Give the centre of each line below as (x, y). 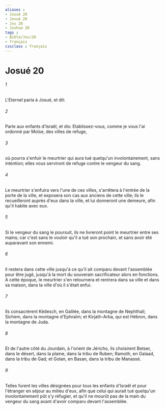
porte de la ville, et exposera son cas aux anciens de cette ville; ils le (74, 195)
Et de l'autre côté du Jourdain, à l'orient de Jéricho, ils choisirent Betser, (78, 348)
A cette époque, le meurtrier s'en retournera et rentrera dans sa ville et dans (82, 280)
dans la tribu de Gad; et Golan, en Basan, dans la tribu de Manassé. (73, 359)
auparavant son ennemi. (29, 242)
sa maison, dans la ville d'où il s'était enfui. (48, 285)
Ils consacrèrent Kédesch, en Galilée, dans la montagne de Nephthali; (75, 311)
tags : (12, 33)
